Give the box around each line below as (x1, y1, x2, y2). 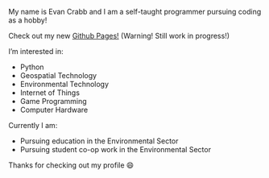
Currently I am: (8, 121, 58, 130)
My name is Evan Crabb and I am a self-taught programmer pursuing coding (8, 7, 262, 16)
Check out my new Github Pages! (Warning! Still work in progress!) (8, 31, 230, 40)
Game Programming (19, 97, 87, 106)
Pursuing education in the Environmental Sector (19, 136, 179, 146)
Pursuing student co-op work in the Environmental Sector (19, 145, 212, 154)
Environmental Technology (19, 80, 110, 89)
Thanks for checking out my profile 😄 (8, 160, 134, 170)
